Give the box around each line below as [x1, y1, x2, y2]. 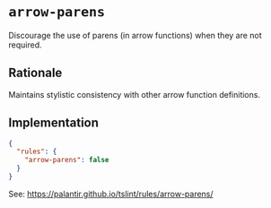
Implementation [8, 116, 100, 131]
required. [8, 39, 42, 50]
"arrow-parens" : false [24, 156, 109, 165]
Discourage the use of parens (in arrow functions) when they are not [8, 30, 262, 40]
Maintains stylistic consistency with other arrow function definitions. [8, 89, 261, 100]
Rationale [8, 65, 63, 81]
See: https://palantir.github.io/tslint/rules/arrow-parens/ [8, 188, 214, 199]
